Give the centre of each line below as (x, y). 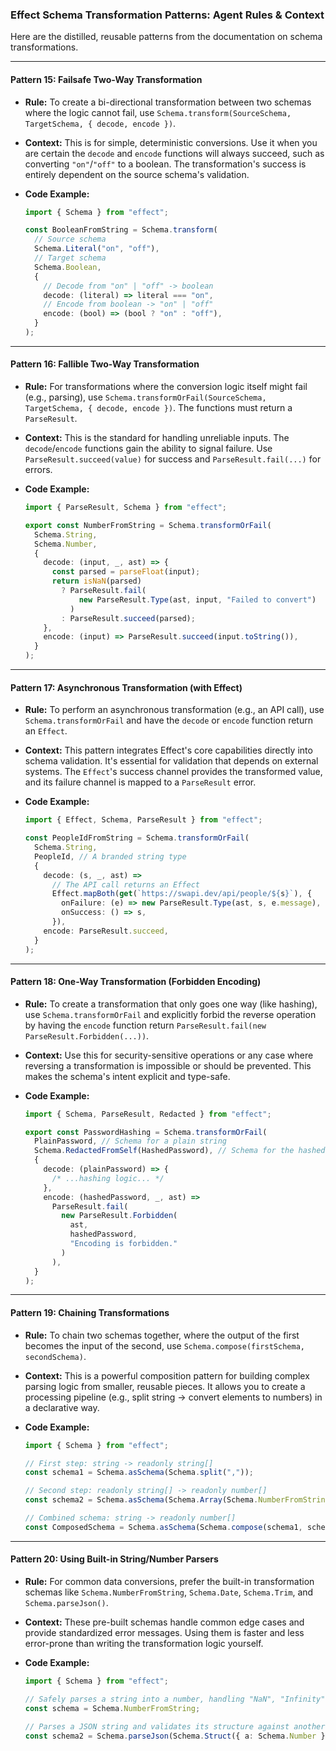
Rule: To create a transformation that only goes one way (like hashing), (171, 1004)
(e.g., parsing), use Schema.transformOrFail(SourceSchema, (145, 397)
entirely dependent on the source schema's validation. (137, 174)
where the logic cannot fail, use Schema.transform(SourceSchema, (158, 112)
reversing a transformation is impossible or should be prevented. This (168, 1065)
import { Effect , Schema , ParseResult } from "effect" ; (143, 820)
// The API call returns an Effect (125, 884)
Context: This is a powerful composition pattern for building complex (167, 1375)
